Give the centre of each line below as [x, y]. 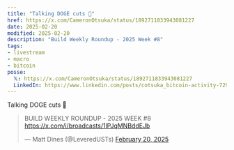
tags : [15, 46]
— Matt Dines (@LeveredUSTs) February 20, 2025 [96, 140]
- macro [18, 59]
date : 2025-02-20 [32, 27]
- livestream [26, 53]
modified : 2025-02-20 [39, 33]
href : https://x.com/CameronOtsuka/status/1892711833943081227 [101, 20]
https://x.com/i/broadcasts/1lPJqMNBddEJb [87, 126]
